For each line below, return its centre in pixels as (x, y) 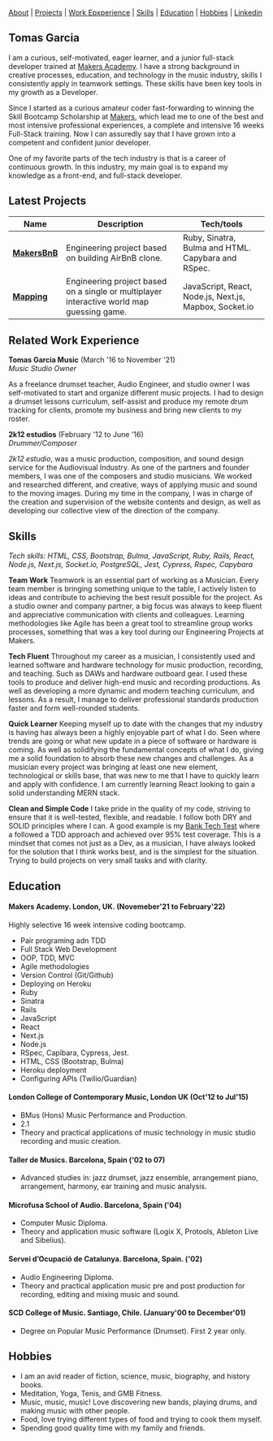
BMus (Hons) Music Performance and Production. (104, 1115)
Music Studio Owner (43, 369)
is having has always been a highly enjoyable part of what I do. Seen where (134, 733)
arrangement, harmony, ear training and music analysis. (113, 1187)
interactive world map (107, 301)
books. (32, 1384)
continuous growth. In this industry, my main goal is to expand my (119, 167)
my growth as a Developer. (53, 92)
